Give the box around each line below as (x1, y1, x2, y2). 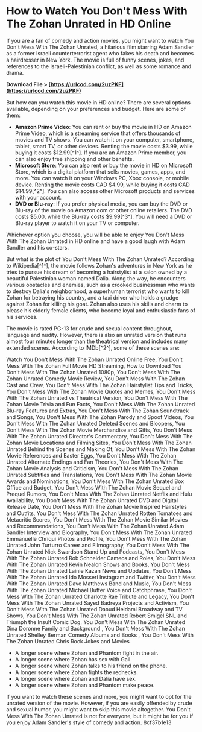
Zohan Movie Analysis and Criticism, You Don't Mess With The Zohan (6, 464, 179, 472)
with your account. (14, 194, 62, 201)
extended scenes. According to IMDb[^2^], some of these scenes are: (6, 344, 180, 351)
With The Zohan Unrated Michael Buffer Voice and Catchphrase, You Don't (6, 586, 192, 593)
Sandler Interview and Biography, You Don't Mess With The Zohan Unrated (6, 529, 192, 536)
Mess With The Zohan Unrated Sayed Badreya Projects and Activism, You (6, 599, 189, 607)
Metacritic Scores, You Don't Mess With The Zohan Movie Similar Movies (6, 516, 188, 523)
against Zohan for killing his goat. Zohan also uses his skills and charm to (6, 300, 188, 308)
